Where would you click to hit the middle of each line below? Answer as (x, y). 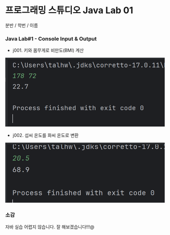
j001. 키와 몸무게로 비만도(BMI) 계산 (48, 51)
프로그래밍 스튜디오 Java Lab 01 (69, 10)
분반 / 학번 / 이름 (22, 25)
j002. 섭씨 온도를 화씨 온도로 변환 (46, 135)
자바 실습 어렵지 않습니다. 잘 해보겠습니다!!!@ (50, 227)
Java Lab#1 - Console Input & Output (51, 38)
